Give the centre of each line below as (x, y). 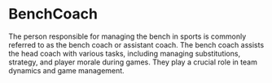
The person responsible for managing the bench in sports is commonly (127, 36)
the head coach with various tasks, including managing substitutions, (125, 53)
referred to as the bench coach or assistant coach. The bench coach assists (136, 44)
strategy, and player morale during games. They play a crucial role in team (133, 62)
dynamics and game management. (66, 70)
